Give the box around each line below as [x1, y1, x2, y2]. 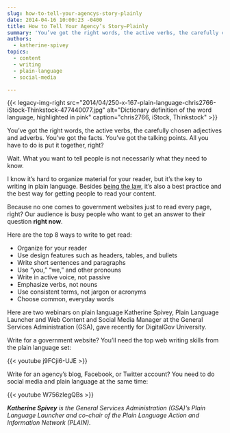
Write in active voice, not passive [16, 273, 111, 281]
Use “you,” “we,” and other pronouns [16, 266, 122, 274]
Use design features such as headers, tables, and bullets [16, 251, 178, 259]
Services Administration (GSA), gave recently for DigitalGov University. [7, 323, 207, 331]
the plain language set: [7, 344, 72, 352]
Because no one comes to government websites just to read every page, [7, 203, 212, 211]
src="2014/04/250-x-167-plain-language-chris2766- [66, 99, 216, 107]
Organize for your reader [16, 244, 88, 253]
